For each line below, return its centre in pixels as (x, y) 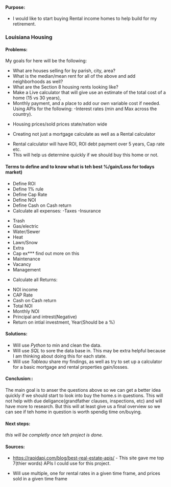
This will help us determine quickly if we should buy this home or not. (86, 155)
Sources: (15, 447)
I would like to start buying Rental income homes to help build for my (85, 18)
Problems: (17, 49)
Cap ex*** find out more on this (46, 253)
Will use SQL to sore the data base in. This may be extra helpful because (89, 350)
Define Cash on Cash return (42, 205)
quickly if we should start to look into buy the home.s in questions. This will (84, 395)
